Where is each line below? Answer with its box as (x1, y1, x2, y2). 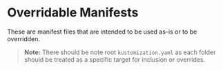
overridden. (7, 34, 40, 43)
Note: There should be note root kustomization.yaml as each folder (23, 48, 216, 56)
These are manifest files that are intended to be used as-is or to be (7, 27, 197, 36)
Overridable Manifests (7, 5, 139, 21)
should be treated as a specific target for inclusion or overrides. (23, 55, 206, 63)
